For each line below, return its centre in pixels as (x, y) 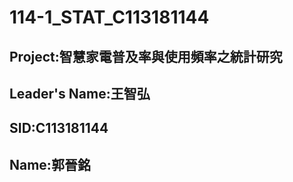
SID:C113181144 (59, 128)
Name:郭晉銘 (50, 164)
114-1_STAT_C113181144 (109, 17)
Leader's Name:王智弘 (80, 93)
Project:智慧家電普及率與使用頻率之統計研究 (146, 56)
